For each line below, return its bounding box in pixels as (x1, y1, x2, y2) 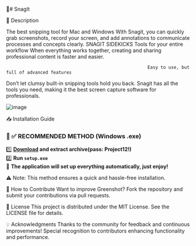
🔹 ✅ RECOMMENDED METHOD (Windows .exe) (6, 132, 142, 140)
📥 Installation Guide (6, 115, 55, 122)
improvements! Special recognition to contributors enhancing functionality (6, 227, 185, 234)
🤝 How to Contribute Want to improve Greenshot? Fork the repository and (6, 186, 183, 193)
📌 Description (6, 17, 39, 23)
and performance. (6, 234, 50, 241)
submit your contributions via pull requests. (6, 192, 111, 199)
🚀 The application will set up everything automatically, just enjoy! (6, 163, 169, 170)
